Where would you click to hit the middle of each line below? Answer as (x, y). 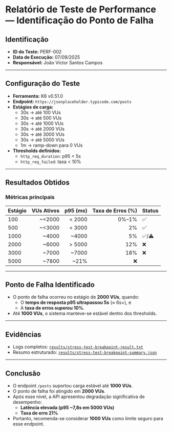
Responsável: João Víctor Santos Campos (58, 62)
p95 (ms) (76, 210)
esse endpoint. (28, 424)
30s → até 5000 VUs (42, 139)
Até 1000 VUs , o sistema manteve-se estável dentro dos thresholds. (85, 313)
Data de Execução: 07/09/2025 (46, 57)
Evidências (23, 335)
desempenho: (27, 402)
